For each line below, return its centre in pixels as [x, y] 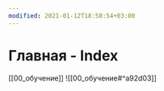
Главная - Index [63, 55]
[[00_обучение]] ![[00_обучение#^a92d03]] [83, 78]
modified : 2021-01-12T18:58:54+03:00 [72, 16]
